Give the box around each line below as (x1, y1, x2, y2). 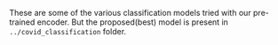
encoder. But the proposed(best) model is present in (36, 17, 229, 27)
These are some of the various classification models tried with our (9, 8, 251, 18)
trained (9, 17, 36, 27)
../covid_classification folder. (9, 26, 127, 36)
